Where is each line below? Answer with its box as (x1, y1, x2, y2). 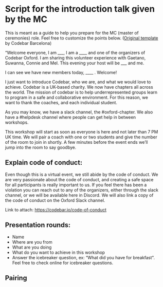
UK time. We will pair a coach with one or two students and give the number (5, 134, 157, 140)
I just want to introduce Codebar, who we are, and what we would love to (5, 79, 151, 85)
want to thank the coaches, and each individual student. (5, 99, 118, 105)
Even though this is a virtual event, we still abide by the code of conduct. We (5, 172, 158, 177)
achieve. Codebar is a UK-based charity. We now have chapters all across (5, 84, 153, 90)
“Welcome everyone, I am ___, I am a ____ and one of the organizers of (5, 50, 145, 56)
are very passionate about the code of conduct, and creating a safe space (5, 176, 154, 182)
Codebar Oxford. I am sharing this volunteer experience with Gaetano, (5, 55, 146, 60)
